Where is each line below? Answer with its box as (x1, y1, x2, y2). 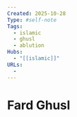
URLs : (7, 61, 23, 68)
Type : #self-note (7, 17, 57, 23)
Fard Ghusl (7, 97, 71, 113)
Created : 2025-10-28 (7, 10, 67, 17)
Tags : (7, 23, 23, 30)
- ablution (13, 42, 45, 49)
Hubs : (7, 49, 23, 56)
